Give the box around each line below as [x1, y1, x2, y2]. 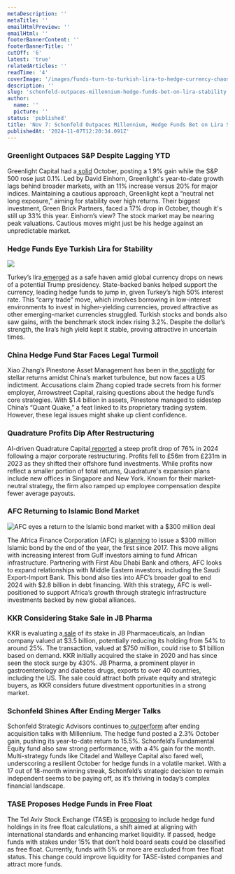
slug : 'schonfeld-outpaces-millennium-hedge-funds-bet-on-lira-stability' [7, 88, 230, 95]
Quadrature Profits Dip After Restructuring [7, 429, 155, 438]
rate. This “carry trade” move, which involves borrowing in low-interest [7, 295, 211, 304]
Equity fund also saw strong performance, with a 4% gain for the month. [7, 744, 216, 753]
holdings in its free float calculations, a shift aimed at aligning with [7, 822, 197, 831]
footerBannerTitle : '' [7, 43, 73, 50]
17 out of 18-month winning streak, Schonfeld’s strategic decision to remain [7, 767, 224, 775]
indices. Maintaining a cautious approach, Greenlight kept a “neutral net [7, 189, 214, 197]
